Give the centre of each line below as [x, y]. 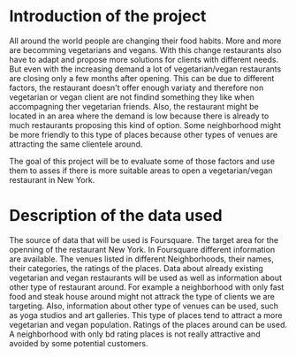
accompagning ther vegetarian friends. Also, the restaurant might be [134, 106]
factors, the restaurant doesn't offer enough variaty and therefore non [137, 87]
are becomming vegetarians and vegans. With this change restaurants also [145, 49]
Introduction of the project [108, 16]
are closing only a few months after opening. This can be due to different [142, 78]
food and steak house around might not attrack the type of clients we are [142, 296]
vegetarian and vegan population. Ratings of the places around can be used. [148, 324]
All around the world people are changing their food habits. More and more [145, 41]
